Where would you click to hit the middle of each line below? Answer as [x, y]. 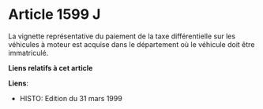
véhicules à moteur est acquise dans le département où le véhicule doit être [131, 44]
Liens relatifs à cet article [51, 67]
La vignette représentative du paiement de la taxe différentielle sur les [122, 36]
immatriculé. [28, 53]
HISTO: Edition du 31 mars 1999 [71, 98]
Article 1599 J [54, 15]
